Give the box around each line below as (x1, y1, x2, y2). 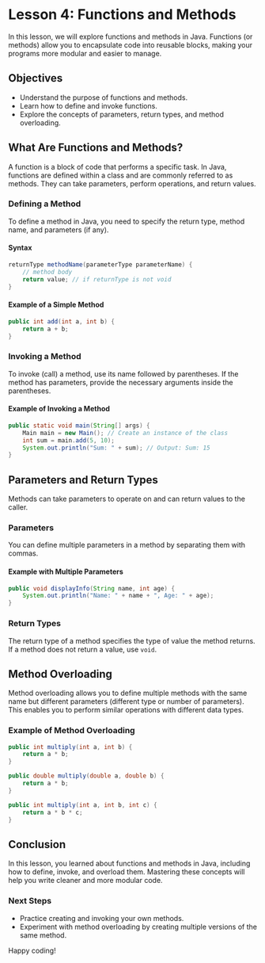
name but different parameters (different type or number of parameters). (8, 697, 244, 706)
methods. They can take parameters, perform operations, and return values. (8, 178, 256, 188)
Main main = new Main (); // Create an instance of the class (22, 429, 228, 437)
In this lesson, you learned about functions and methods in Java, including (8, 858, 251, 869)
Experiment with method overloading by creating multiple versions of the (19, 922, 257, 931)
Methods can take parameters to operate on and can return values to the (8, 494, 245, 504)
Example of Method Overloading (8, 725, 136, 736)
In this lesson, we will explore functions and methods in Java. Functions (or (8, 32, 253, 41)
